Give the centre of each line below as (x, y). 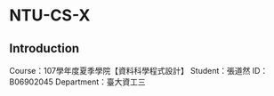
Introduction (44, 48)
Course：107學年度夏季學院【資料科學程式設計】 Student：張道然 (130, 71)
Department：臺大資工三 (101, 82)
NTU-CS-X (50, 16)
